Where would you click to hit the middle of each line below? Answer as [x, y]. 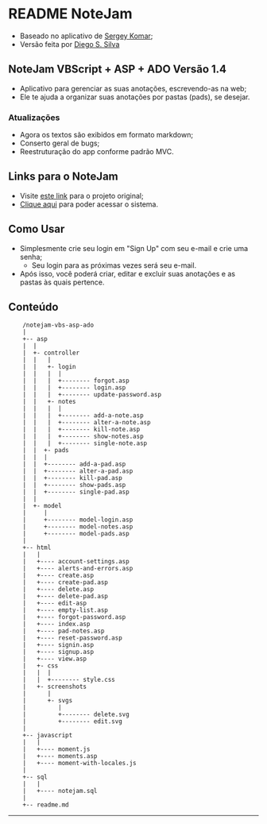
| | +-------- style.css [69, 680]
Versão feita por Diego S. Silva [70, 44]
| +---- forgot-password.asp [74, 617]
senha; [31, 257]
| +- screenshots [55, 687]
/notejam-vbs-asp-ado [58, 325]
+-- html [37, 548]
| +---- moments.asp [60, 756]
